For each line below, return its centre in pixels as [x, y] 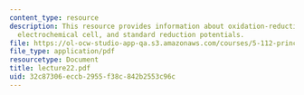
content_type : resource [54, 18]
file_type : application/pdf [62, 52]
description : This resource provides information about [117, 26]
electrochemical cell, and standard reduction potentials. [131, 34]
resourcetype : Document [54, 60]
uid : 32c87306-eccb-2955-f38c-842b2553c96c [93, 77]
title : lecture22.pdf [50, 69]
